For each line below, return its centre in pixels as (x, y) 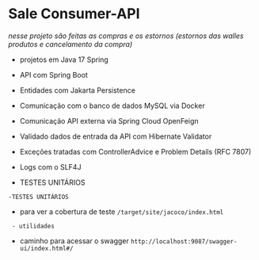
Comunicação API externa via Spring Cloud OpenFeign (109, 120)
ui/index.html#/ (46, 248)
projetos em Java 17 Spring (64, 59)
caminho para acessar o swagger (74, 241)
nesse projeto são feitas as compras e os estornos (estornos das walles (126, 36)
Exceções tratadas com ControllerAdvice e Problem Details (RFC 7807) (135, 151)
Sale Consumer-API (74, 14)
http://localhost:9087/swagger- (184, 241)
